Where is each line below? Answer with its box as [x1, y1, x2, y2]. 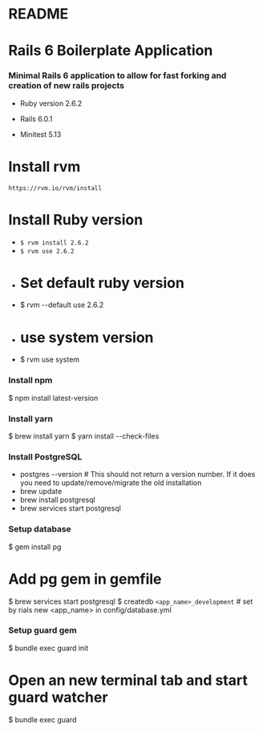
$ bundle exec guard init [8, 643, 89, 653]
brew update [19, 487, 63, 496]
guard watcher [8, 689, 108, 706]
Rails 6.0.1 [19, 114, 53, 123]
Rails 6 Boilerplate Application [8, 42, 213, 60]
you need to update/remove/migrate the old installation [19, 478, 202, 487]
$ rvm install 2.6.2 [19, 238, 89, 247]
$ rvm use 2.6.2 [19, 247, 75, 255]
